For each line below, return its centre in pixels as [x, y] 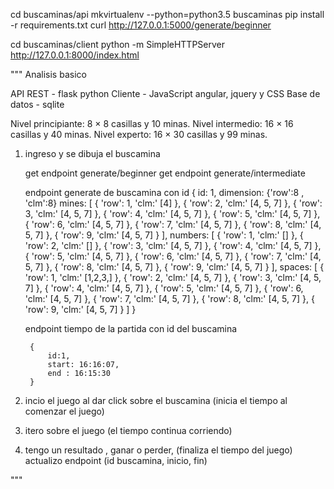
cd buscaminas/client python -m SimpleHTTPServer [118, 44]
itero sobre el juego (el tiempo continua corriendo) [128, 430]
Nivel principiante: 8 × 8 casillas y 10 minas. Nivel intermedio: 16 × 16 [152, 123]
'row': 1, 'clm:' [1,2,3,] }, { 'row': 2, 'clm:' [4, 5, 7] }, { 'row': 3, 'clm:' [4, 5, [173, 277]
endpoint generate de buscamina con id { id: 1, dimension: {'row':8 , [164, 192]
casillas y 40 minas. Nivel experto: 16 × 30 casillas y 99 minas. [139, 134]
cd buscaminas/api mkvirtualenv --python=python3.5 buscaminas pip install [167, 14]
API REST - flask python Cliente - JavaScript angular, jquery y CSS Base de [165, 93]
